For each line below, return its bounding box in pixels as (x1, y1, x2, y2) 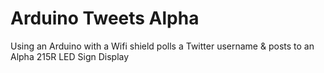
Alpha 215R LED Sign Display (10, 50, 130, 62)
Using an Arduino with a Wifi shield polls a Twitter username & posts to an (10, 40, 315, 52)
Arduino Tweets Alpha (10, 7, 200, 30)
